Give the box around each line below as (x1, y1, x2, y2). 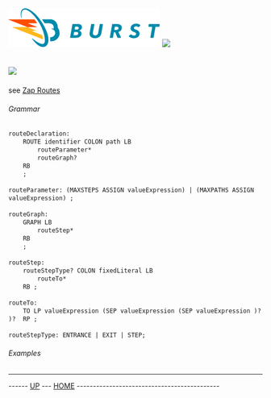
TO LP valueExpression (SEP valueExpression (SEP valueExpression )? (23, 307, 262, 315)
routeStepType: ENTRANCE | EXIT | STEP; (8, 331, 147, 339)
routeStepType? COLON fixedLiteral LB (23, 267, 153, 275)
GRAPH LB (23, 218, 52, 226)
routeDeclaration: (8, 130, 70, 138)
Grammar (8, 104, 40, 114)
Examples (8, 348, 42, 358)
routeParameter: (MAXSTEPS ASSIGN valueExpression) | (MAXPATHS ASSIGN (8, 186, 254, 194)
